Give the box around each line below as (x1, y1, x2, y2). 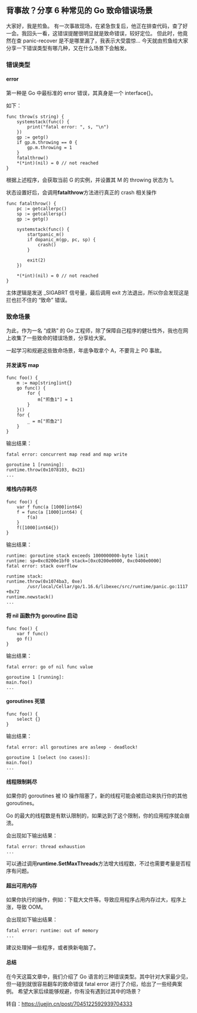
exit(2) (27, 257, 46, 263)
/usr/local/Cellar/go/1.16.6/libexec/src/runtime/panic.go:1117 (27, 583, 188, 589)
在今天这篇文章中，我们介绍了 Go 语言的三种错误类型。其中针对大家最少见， (6, 973, 191, 980)
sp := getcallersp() (16, 211, 67, 217)
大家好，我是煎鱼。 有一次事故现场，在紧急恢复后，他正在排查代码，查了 (6, 22, 183, 29)
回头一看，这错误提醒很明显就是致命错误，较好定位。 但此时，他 (26, 29, 183, 37)
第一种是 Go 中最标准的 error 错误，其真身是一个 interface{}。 (6, 89, 156, 96)
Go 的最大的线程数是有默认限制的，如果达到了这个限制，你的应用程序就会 (6, 812, 185, 819)
